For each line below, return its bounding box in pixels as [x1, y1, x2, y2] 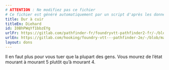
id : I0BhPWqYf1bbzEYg [5, 26, 51, 31]
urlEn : [5, 35, 19, 40]
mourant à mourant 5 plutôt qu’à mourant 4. [5, 58, 96, 65]
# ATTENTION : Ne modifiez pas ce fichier [5, 7, 96, 12]
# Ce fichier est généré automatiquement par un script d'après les [5, 12, 152, 17]
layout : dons [5, 40, 33, 45]
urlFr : [5, 30, 19, 35]
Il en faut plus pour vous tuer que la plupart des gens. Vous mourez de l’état [5, 53, 162, 59]
